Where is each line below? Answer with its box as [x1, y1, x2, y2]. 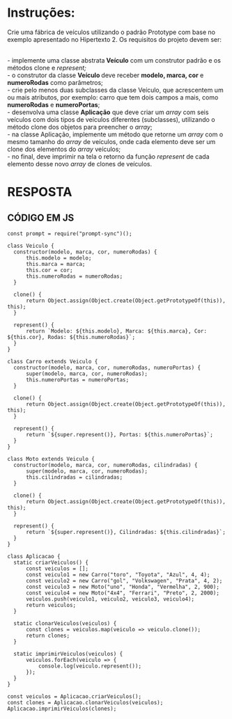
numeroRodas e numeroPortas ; [7, 100, 100, 109]
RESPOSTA [7, 184, 72, 200]
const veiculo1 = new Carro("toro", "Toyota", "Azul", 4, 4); [25, 571, 210, 578]
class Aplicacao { [7, 553, 61, 560]
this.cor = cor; [25, 267, 73, 274]
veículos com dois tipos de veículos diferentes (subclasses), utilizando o [7, 115, 215, 123]
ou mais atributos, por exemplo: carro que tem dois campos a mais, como [7, 93, 219, 102]
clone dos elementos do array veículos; [7, 145, 121, 153]
